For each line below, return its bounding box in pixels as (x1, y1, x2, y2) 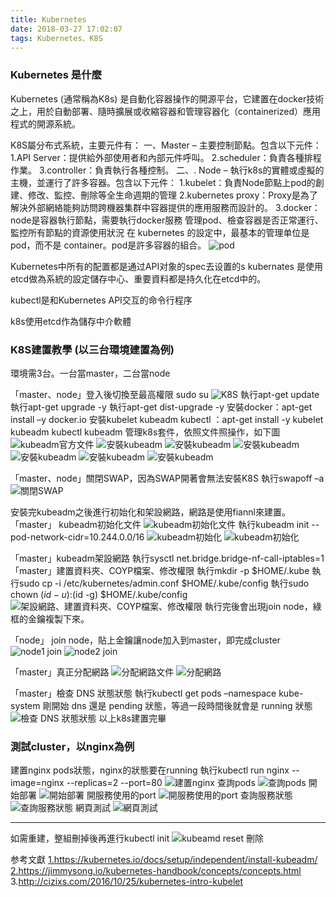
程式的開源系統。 (10, 117, 81, 130)
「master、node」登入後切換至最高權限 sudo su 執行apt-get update (10, 388, 320, 400)
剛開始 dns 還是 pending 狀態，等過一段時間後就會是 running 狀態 (42, 699, 313, 711)
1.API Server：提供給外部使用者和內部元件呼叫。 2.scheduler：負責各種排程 (10, 151, 322, 163)
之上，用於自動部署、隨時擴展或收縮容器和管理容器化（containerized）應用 (10, 105, 322, 117)
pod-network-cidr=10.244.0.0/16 (10, 531, 145, 543)
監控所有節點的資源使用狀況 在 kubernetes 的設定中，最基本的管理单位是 (10, 226, 310, 238)
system (10, 699, 41, 711)
